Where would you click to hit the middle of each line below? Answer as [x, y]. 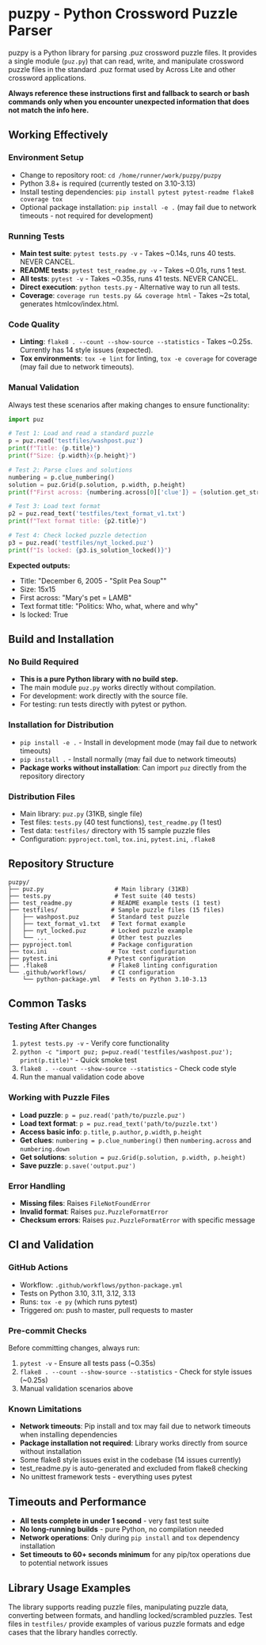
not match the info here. [49, 110]
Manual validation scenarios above [76, 1389]
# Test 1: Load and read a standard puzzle [81, 434]
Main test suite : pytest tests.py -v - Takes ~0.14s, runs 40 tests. [127, 253]
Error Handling [37, 1186]
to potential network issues [64, 1563]
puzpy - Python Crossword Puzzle [123, 14]
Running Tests [36, 236]
